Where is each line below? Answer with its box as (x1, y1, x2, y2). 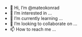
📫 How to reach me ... (9, 26, 56, 32)
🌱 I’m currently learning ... (9, 15, 63, 21)
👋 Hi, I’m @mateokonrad (9, 5, 60, 10)
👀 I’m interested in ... (9, 10, 52, 16)
